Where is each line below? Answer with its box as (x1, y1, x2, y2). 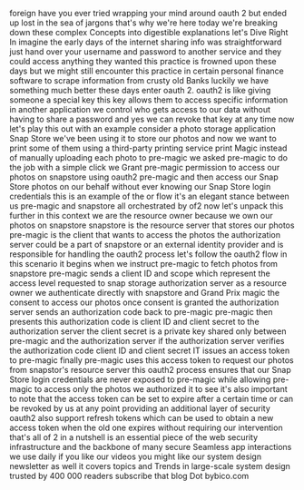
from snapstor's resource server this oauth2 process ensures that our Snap (9, 365, 292, 375)
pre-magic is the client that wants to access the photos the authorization (9, 230, 281, 240)
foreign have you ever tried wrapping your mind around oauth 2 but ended (9, 8, 288, 18)
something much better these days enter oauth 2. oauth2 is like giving (9, 85, 271, 95)
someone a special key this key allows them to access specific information (9, 94, 289, 105)
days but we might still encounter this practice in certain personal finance (9, 65, 284, 76)
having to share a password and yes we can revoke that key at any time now (9, 113, 295, 124)
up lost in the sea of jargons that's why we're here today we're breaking (9, 17, 279, 28)
